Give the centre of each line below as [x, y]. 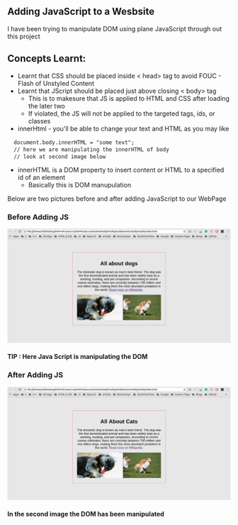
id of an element [41, 177]
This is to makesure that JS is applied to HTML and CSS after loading [129, 98]
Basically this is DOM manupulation [80, 184]
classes [39, 121]
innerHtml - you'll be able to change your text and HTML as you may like [123, 128]
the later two [47, 106]
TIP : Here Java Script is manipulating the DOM [78, 357]
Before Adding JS [38, 217]
